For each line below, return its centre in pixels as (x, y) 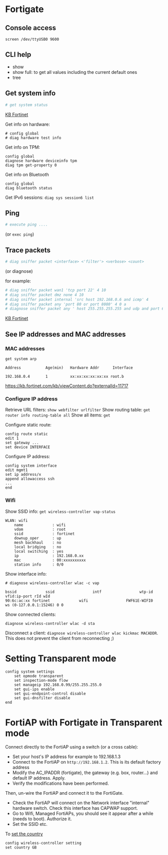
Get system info (30, 93)
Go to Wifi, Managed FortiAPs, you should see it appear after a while (83, 814)
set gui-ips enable (34, 689)
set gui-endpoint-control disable (50, 694)
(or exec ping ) (20, 234)
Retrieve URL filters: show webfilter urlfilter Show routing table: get (78, 410)
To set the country (24, 834)
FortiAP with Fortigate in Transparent (84, 722)
